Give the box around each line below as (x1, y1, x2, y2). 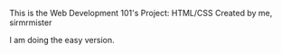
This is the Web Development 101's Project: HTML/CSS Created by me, (9, 8, 273, 18)
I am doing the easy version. (9, 35, 115, 45)
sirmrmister (9, 17, 52, 28)
